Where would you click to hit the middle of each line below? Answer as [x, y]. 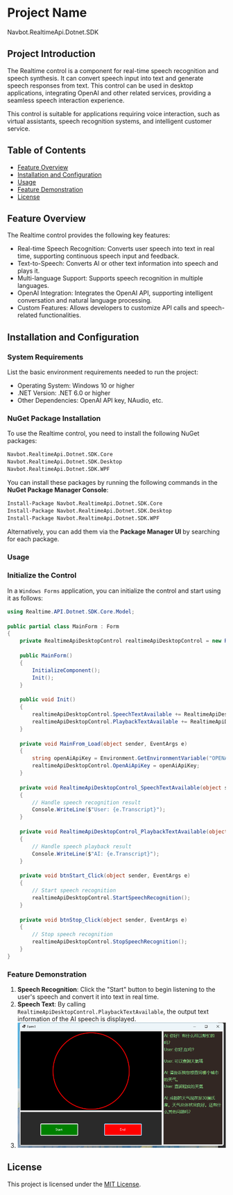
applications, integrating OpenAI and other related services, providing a [109, 93]
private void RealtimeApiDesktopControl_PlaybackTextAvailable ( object [124, 832]
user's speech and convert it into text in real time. [88, 997]
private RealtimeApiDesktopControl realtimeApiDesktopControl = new [121, 641]
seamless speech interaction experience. [66, 100]
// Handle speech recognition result [86, 802]
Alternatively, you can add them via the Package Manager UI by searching [114, 531]
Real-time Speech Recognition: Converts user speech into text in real [116, 249]
